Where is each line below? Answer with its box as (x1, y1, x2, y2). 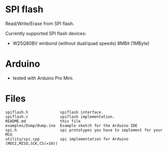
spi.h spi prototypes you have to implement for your (5, 128, 163, 133)
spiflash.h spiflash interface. (5, 110, 103, 115)
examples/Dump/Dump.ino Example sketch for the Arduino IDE (5, 123, 138, 128)
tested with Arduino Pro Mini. (12, 75, 74, 81)
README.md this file (5, 118, 81, 123)
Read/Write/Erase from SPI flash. (5, 20, 74, 27)
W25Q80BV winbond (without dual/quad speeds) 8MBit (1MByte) (12, 40, 150, 46)
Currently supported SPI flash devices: (5, 30, 87, 36)
